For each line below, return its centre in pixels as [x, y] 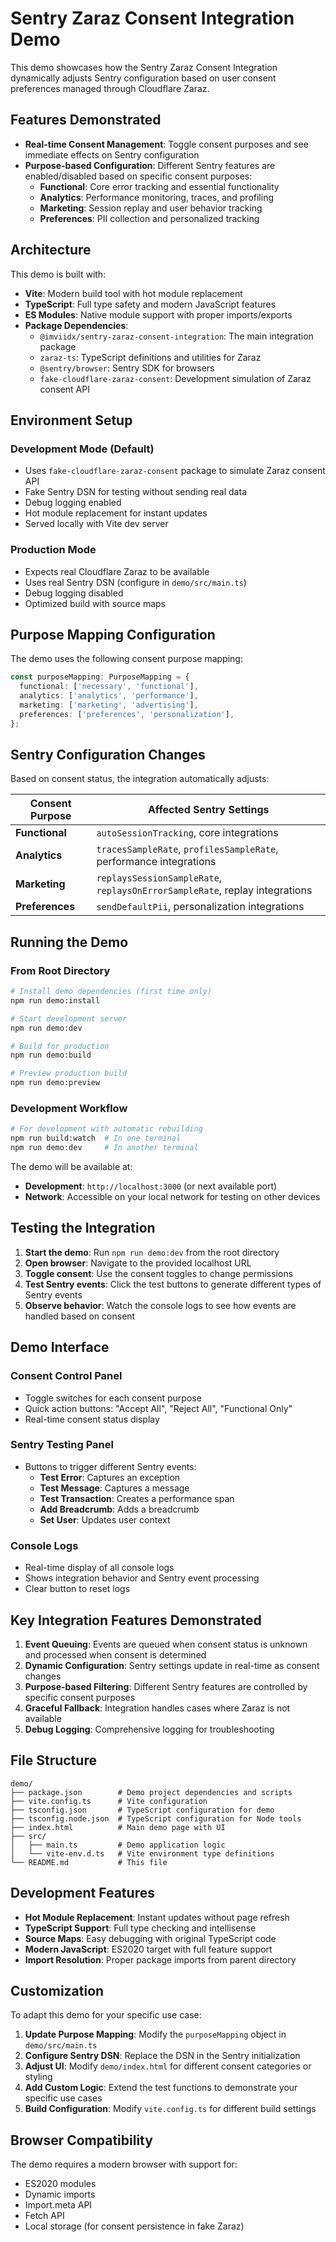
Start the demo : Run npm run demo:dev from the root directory [152, 1252]
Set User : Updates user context [105, 1519]
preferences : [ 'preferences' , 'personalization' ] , [127, 714]
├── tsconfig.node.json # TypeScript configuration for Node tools [156, 1818]
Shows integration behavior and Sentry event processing [142, 1578]
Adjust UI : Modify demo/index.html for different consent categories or [168, 2066]
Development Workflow [69, 1109]
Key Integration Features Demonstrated [136, 1620]
